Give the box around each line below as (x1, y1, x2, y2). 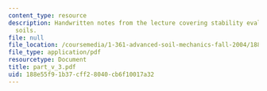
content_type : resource (8, 11, 87, 20)
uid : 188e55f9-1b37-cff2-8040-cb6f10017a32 (8, 70, 155, 78)
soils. (15, 26, 37, 34)
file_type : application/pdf (8, 48, 102, 56)
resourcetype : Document (8, 56, 87, 64)
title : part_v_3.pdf (8, 63, 77, 71)
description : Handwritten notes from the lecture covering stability (8, 19, 244, 27)
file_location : (8, 41, 59, 49)
